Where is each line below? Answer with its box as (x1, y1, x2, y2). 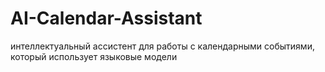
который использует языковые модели (10, 50, 178, 62)
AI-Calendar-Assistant (10, 7, 203, 30)
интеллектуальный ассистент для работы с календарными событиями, (10, 40, 315, 52)
